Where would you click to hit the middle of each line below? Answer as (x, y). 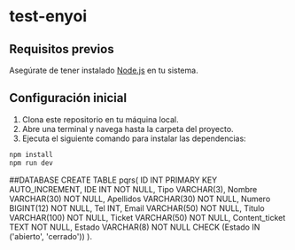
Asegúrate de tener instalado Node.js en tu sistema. (104, 70)
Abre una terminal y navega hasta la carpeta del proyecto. (128, 129)
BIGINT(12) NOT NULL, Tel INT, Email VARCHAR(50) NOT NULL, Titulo (137, 208)
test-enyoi (48, 16)
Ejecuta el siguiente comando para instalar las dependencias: (134, 138)
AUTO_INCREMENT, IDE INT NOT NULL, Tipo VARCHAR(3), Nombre (133, 189)
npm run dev (31, 163)
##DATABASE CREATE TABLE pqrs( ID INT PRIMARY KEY (113, 180)
